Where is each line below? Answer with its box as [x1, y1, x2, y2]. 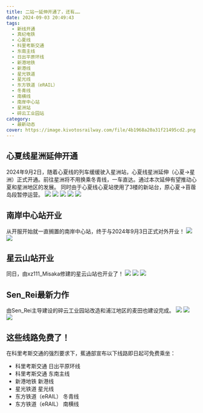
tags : [6, 20, 20, 26]
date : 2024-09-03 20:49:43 [6, 15, 74, 21]
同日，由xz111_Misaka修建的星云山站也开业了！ [6, 270, 124, 277]
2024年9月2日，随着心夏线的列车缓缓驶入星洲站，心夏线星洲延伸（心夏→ [6, 168, 190, 176]
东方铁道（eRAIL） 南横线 [14, 400, 80, 408]
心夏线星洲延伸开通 [6, 151, 78, 161]
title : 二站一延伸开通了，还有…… [6, 8, 80, 15]
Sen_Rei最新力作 [6, 289, 69, 300]
